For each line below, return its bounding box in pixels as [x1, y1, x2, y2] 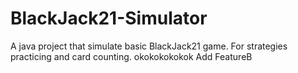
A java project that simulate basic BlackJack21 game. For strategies [10, 40, 288, 52]
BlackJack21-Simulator [10, 7, 208, 30]
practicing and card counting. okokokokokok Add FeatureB [10, 50, 253, 62]
